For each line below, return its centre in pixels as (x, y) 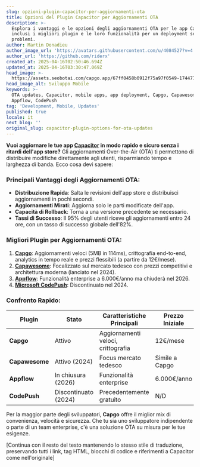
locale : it (20, 117)
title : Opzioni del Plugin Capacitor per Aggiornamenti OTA (82, 17)
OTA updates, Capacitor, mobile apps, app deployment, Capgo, (90, 95)
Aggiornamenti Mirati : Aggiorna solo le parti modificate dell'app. (94, 205)
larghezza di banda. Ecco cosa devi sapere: (60, 164)
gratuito (110, 400)
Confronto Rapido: (33, 300)
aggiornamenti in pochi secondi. (54, 199)
